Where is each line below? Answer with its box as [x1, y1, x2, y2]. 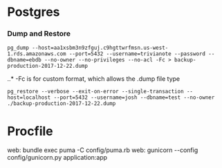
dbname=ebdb [7, 57, 41, 64]
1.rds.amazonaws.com [7, 50, 67, 57]
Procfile [7, 123, 53, 139]
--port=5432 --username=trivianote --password [68, 50, 206, 57]
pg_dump [7, 44, 30, 52]
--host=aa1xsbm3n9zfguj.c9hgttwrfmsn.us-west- [32, 44, 169, 52]
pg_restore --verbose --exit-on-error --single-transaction [7, 88, 185, 95]
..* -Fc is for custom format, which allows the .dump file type [7, 75, 181, 83]
